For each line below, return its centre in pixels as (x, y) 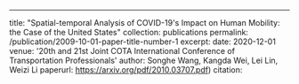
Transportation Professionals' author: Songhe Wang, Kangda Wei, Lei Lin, (144, 60)
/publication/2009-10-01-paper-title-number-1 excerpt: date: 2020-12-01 (142, 42)
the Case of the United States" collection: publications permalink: (129, 32)
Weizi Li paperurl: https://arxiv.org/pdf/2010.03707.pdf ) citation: (126, 70)
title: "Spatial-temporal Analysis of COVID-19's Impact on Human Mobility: (145, 23)
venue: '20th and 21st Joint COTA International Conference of (122, 51)
